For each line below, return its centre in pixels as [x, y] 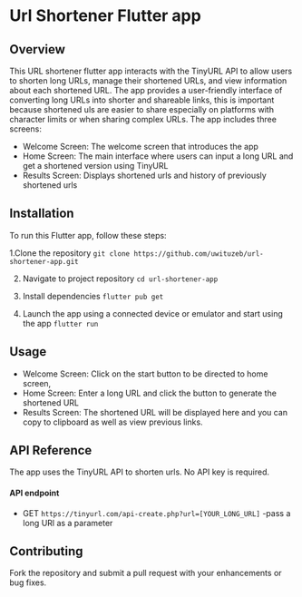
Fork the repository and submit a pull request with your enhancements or [146, 573]
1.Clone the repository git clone [69, 253]
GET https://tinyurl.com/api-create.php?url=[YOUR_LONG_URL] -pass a [156, 513]
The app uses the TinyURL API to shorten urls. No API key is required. [140, 472]
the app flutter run [60, 323]
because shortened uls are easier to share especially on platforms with [142, 109]
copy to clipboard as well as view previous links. [112, 422]
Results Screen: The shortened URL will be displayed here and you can [155, 412]
